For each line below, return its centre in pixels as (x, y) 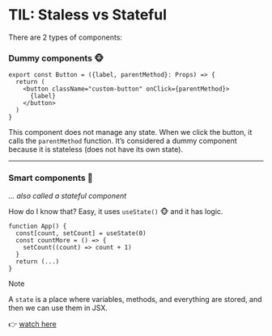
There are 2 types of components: (66, 37)
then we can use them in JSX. (58, 308)
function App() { (38, 226)
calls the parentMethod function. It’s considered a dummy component (123, 141)
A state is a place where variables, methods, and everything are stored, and (135, 299)
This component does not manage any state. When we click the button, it (130, 132)
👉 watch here (32, 324)
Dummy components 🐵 (56, 58)
